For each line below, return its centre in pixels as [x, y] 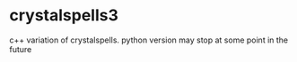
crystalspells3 [64, 15]
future [21, 49]
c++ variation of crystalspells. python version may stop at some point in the [149, 40]
